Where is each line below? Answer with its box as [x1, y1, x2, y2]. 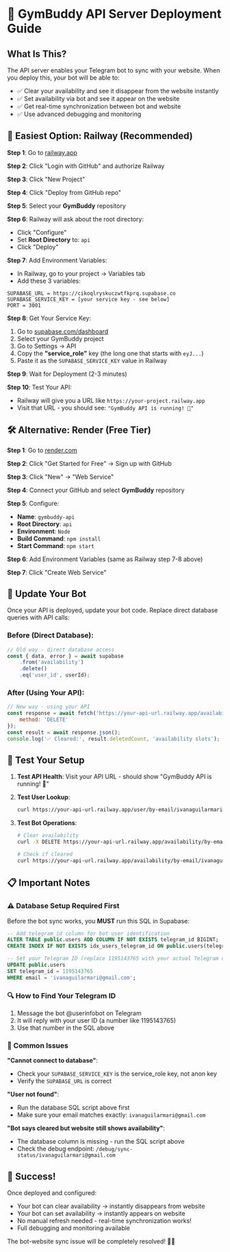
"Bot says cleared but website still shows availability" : [7, 1124, 166, 1133]
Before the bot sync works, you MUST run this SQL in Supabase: [7, 917, 190, 925]
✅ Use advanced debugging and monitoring [16, 110, 142, 118]
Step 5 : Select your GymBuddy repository [7, 202, 127, 210]
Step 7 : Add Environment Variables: [7, 256, 107, 264]
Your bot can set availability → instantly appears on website [16, 1209, 186, 1218]
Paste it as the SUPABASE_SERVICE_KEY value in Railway [16, 356, 168, 364]
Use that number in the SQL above [16, 1024, 115, 1032]
